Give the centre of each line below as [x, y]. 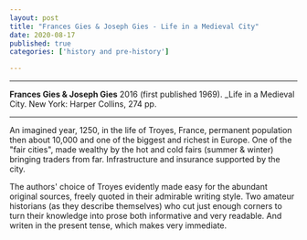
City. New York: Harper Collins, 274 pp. [83, 104]
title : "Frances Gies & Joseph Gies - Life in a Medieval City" [134, 26]
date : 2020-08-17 [42, 35]
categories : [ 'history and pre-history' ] [90, 52]
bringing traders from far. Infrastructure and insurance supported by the [145, 160]
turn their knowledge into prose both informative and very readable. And [146, 216]
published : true [40, 43]
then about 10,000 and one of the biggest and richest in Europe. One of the [151, 140]
